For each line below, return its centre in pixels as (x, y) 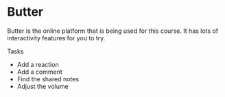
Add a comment (40, 72)
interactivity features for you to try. (56, 38)
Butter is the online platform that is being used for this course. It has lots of (113, 31)
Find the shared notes (48, 79)
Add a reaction (38, 64)
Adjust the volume (43, 86)
